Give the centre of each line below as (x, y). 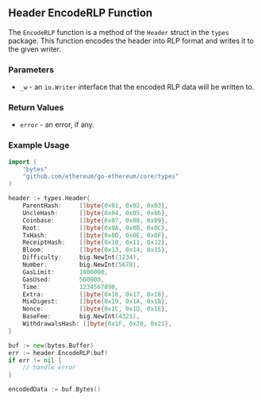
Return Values (36, 108)
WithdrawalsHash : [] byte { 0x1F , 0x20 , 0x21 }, (97, 324)
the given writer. (35, 49)
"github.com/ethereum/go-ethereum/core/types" (101, 177)
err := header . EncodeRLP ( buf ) (58, 353)
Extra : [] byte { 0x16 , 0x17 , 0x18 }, (96, 294)
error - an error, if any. (57, 125)
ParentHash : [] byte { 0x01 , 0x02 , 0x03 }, (96, 206)
